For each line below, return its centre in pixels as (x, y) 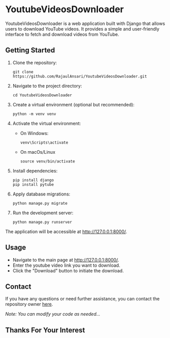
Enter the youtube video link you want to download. (66, 265)
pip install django (33, 180)
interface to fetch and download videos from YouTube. (62, 34)
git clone (23, 72)
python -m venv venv (34, 114)
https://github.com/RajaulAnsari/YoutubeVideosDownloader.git (80, 76)
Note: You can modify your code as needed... (53, 314)
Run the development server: (43, 213)
